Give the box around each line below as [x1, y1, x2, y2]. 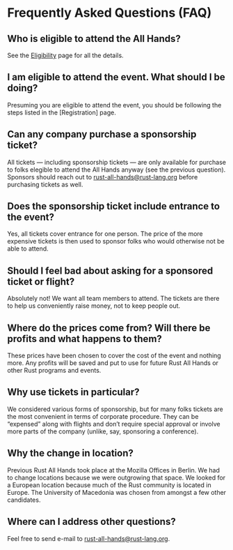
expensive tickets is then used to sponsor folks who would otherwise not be [7, 237, 225, 246]
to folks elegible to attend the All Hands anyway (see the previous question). [7, 165, 226, 174]
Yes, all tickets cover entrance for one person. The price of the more [7, 230, 203, 238]
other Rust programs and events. [7, 366, 102, 375]
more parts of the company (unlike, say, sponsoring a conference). [7, 427, 199, 436]
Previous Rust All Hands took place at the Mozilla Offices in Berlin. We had [7, 466, 220, 474]
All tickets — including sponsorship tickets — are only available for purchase [7, 158, 227, 166]
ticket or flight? [7, 276, 75, 288]
